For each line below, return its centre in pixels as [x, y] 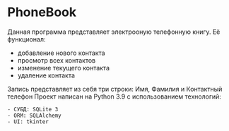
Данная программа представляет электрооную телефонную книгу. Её [114, 32]
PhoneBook [42, 12]
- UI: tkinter [28, 121]
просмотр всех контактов [57, 60]
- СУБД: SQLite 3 [33, 109]
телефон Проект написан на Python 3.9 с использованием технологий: [114, 96]
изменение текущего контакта [63, 68]
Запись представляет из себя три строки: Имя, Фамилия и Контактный [115, 89]
